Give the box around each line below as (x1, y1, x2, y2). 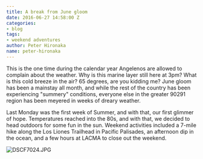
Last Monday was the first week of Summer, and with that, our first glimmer (6, 108, 194, 115)
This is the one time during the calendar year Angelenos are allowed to (6, 65, 182, 72)
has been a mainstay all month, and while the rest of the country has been (6, 84, 191, 91)
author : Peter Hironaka (6, 43, 66, 49)
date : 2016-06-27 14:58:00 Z (6, 15, 80, 21)
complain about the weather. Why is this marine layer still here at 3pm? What (6, 71, 197, 79)
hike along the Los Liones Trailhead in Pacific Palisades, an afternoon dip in (6, 128, 195, 135)
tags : (6, 31, 20, 37)
